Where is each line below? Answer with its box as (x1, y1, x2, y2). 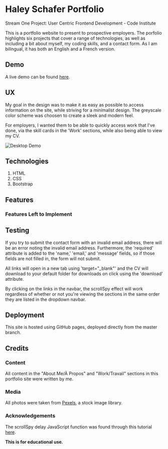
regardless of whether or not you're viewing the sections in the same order (5, 291, 160, 297)
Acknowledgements (5, 412, 56, 419)
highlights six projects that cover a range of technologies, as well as (5, 35, 145, 41)
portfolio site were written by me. (5, 376, 74, 382)
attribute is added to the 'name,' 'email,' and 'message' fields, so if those (5, 250, 155, 256)
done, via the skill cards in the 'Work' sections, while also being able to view (5, 127, 162, 134)
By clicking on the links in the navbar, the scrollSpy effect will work (5, 285, 143, 292)
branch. (5, 329, 22, 335)
